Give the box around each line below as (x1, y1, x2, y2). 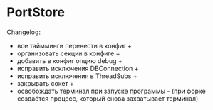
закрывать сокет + (16, 79, 74, 87)
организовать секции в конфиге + (16, 49, 120, 57)
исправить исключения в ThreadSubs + (16, 72, 137, 80)
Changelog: (6, 28, 41, 36)
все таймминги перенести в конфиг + (16, 41, 133, 50)
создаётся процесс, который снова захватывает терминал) (16, 94, 199, 103)
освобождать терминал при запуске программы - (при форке (16, 87, 206, 95)
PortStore (6, 4, 66, 21)
